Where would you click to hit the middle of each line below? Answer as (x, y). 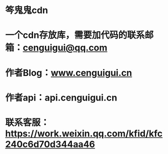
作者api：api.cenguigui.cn (61, 97)
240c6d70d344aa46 (50, 144)
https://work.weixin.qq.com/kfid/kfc (84, 133)
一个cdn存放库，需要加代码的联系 (75, 35)
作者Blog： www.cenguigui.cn (69, 73)
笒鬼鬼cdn (27, 10)
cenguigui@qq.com (65, 48)
